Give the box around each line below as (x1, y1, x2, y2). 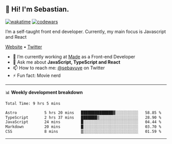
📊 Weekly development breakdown (5, 89, 83, 95)
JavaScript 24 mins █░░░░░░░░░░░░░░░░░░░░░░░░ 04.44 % (5, 120, 161, 125)
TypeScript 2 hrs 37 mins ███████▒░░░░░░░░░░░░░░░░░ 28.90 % (5, 115, 161, 120)
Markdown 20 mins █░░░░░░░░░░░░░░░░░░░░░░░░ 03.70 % (5, 124, 161, 130)
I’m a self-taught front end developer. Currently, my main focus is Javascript (5, 28, 166, 35)
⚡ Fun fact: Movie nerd (12, 72, 61, 78)
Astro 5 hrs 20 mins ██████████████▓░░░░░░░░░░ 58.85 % (5, 110, 161, 115)
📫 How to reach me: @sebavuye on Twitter (12, 65, 105, 71)
